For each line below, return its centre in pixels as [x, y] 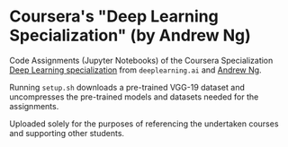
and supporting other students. [67, 133]
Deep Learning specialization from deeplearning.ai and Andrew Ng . [136, 70]
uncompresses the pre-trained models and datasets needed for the [134, 97]
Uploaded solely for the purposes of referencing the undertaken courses [144, 124]
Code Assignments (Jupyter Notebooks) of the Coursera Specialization [141, 60]
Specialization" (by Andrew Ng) [130, 35]
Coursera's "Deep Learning [114, 17]
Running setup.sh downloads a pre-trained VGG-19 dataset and [127, 87]
